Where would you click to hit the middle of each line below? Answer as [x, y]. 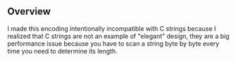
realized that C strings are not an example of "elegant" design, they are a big [119, 36]
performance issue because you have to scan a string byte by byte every [113, 43]
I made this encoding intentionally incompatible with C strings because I [112, 28]
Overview [29, 12]
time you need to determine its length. [62, 51]
